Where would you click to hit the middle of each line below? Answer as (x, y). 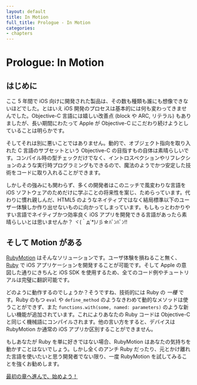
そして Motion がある (44, 242)
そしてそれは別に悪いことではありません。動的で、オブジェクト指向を (91, 143)
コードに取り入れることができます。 (60, 173)
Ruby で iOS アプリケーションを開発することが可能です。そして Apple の (94, 265)
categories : (21, 28)
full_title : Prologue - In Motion (49, 22)
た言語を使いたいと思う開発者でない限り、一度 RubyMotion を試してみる (94, 356)
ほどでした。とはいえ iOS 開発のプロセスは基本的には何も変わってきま (96, 108)
